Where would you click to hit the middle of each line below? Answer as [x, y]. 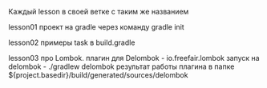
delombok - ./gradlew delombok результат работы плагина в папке [121, 66]
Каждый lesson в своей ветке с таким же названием [99, 12]
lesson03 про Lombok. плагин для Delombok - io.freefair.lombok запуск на [134, 58]
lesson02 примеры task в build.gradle [72, 42]
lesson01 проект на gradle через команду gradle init [96, 27]
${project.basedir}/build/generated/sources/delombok [98, 75]
